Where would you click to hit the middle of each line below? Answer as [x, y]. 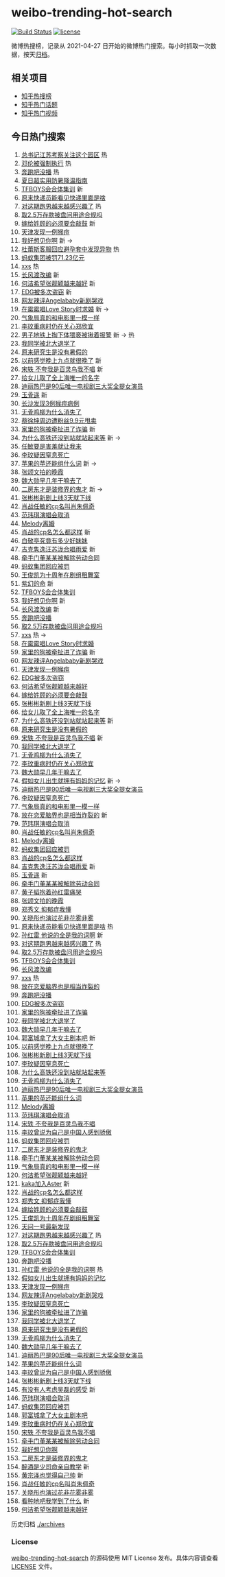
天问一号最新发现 [45, 1226]
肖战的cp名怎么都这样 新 [56, 532]
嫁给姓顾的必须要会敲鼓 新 [58, 223]
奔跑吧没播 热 [40, 171]
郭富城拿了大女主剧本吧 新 [58, 1038]
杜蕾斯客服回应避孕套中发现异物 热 [70, 249]
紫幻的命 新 [37, 583]
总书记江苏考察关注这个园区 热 [64, 154]
